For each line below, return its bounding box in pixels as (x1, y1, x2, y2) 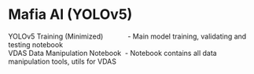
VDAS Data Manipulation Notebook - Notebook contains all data (8, 48, 218, 57)
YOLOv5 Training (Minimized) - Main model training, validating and (8, 31, 247, 41)
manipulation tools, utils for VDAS (8, 57, 116, 66)
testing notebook (8, 39, 64, 49)
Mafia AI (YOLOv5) (8, 6, 133, 24)
